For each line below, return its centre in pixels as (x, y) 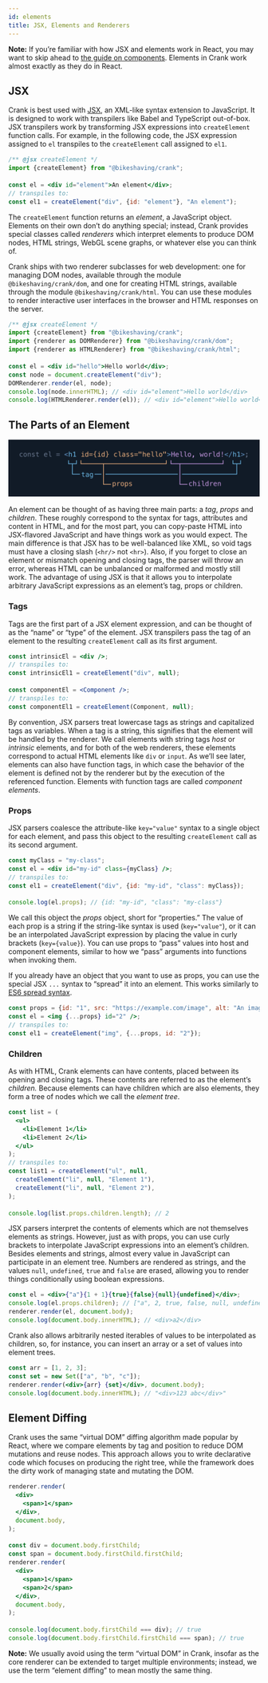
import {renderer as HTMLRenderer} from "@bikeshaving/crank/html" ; (124, 350)
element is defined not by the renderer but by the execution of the (116, 773)
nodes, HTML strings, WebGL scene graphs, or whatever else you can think (132, 242)
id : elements (30, 17)
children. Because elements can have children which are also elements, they (134, 1088)
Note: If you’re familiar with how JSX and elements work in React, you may (131, 49)
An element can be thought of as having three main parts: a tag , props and (131, 510)
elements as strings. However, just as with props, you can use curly (119, 1237)
